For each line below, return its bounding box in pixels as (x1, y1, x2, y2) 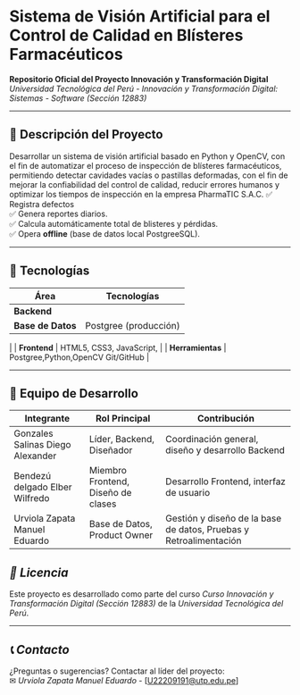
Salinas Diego (13, 439, 71, 451)
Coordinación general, (164, 433, 259, 446)
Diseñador (88, 444, 133, 456)
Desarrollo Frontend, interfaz (164, 475, 286, 488)
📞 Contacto (9, 641, 70, 657)
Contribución (196, 413, 254, 425)
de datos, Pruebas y (164, 523, 250, 536)
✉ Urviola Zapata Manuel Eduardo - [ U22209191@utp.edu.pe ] (9, 675, 239, 685)
